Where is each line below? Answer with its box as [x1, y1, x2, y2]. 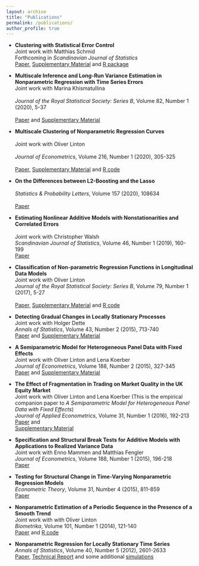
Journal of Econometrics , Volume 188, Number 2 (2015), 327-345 [14, 362, 175, 370]
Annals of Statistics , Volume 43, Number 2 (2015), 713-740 [14, 326, 159, 333]
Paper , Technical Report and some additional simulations [14, 553, 154, 560]
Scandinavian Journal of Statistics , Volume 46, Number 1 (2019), [14, 239, 174, 247]
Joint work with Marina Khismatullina [14, 85, 105, 92]
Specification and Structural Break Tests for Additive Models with [14, 436, 180, 443]
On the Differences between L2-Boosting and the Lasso [14, 177, 155, 185]
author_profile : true [6, 25, 60, 32]
